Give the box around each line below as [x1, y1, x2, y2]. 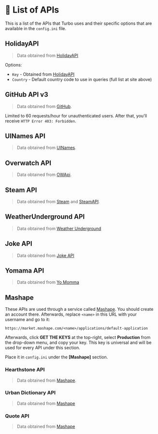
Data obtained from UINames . [16, 145, 76, 151]
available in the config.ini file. [5, 25, 67, 31]
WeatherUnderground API [5, 213, 85, 221]
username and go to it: [5, 317, 50, 322]
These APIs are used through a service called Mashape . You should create [5, 306, 154, 312]
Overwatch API [5, 159, 52, 167]
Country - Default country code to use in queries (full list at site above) [12, 76, 152, 82]
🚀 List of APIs [5, 4, 59, 16]
